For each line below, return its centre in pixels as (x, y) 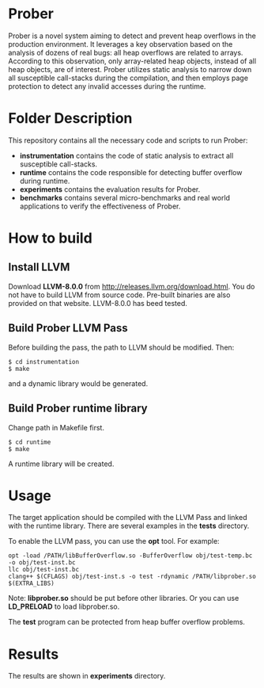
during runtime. (45, 181)
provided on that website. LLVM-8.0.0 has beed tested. (98, 303)
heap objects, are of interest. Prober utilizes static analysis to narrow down (130, 69)
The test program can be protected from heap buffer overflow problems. (126, 622)
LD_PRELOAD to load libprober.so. (64, 606)
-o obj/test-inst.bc (42, 563)
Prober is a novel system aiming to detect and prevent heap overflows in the (132, 36)
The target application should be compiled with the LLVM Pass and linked (128, 518)
